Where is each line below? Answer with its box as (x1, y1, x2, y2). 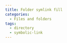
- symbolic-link (9, 30, 43, 35)
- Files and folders (9, 16, 52, 21)
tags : (5, 21, 16, 26)
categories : (5, 12, 30, 17)
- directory (9, 26, 34, 31)
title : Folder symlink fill (5, 7, 63, 12)
